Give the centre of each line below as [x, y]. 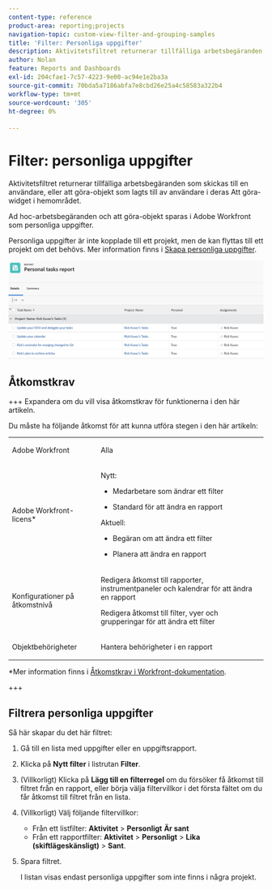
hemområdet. [59, 201]
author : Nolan [32, 60]
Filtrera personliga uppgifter [81, 713]
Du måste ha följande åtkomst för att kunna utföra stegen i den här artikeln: [134, 426]
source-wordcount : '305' [50, 103]
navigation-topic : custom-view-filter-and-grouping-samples [112, 34]
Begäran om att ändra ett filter [163, 539]
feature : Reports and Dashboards [65, 69]
